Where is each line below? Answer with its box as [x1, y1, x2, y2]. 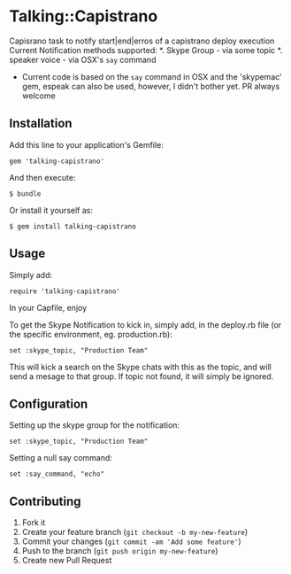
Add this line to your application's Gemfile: [9, 139, 164, 150]
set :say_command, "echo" [9, 469, 104, 479]
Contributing [9, 493, 81, 508]
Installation [9, 116, 73, 131]
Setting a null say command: [9, 453, 113, 463]
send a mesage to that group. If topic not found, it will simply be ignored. [9, 370, 274, 382]
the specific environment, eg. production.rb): [9, 329, 172, 339]
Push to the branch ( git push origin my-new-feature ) [21, 546, 218, 556]
